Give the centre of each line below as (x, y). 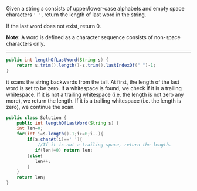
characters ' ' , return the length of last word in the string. (76, 15)
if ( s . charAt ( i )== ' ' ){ (55, 139)
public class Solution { (36, 117)
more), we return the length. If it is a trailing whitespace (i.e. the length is (94, 100)
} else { (35, 156)
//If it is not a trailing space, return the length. (104, 145)
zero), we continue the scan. (40, 107)
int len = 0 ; (30, 128)
